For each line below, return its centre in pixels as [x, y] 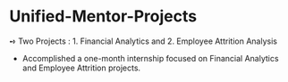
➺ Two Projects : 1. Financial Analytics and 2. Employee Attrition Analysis [143, 41]
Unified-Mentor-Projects [103, 16]
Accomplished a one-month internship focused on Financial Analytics [150, 58]
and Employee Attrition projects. [81, 68]
